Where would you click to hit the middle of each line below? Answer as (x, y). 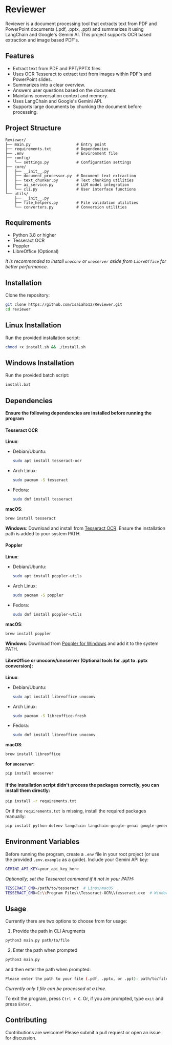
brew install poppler (28, 634)
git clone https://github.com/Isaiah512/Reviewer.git (64, 305)
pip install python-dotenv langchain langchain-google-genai (72, 826)
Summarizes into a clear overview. (49, 85)
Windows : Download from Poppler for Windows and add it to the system (82, 643)
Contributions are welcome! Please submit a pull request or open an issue (83, 1032)
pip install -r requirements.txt (41, 801)
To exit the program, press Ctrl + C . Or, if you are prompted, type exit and (84, 998)
